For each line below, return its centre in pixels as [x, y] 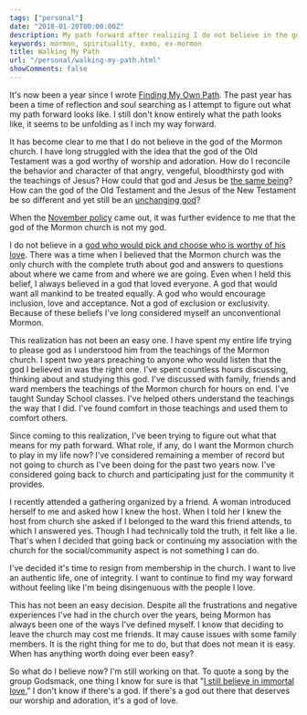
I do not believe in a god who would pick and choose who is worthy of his [148, 245]
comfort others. [39, 417]
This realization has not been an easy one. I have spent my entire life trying [151, 340]
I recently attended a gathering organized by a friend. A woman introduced [150, 501]
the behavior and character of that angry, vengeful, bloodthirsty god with [147, 171]
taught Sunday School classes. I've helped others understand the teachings [152, 398]
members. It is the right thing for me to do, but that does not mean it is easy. [153, 644]
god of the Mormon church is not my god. [88, 227]
